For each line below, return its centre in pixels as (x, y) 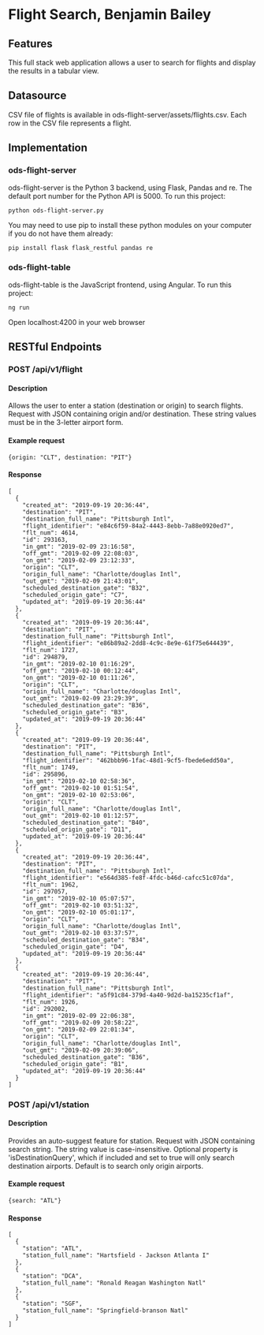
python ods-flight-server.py (56, 211)
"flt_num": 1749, (51, 767)
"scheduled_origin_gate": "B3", (75, 712)
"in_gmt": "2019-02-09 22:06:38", (79, 1016)
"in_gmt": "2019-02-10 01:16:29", (79, 664)
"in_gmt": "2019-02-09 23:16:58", (79, 546)
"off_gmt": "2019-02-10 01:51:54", (81, 788)
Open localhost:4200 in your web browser (77, 322)
